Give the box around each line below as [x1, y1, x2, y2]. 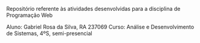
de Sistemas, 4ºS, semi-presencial [6, 30, 92, 37]
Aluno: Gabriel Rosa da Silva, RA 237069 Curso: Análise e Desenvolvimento [6, 24, 195, 30]
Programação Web [6, 12, 53, 19]
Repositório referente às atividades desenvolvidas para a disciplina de [6, 5, 181, 12]
